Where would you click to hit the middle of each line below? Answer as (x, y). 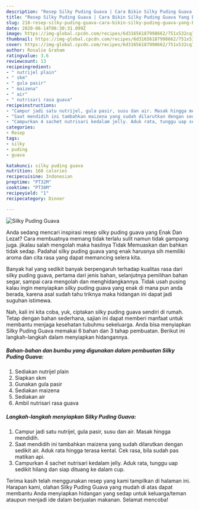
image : (14, 34)
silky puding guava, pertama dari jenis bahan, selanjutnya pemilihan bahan (97, 275)
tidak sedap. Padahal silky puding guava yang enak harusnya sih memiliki (96, 251)
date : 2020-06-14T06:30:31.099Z (46, 28)
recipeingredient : (29, 67)
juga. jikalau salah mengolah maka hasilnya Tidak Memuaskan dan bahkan (97, 245)
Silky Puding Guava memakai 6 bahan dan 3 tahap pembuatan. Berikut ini (96, 331)
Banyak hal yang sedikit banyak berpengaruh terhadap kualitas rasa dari (94, 269)
